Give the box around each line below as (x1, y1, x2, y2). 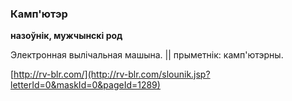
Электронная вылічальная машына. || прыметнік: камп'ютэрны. (10, 49, 284, 61)
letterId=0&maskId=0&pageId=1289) (10, 79, 161, 91)
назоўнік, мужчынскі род (10, 30, 123, 42)
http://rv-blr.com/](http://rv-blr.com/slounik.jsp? (13, 68, 211, 81)
